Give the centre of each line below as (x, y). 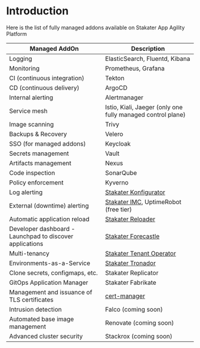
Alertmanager (124, 97)
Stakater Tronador (130, 263)
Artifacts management (40, 163)
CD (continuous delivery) (44, 88)
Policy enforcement (36, 182)
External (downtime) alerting (49, 205)
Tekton (115, 78)
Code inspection (32, 173)
